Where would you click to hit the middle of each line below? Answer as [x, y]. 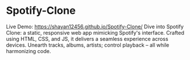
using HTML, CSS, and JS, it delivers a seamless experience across [87, 39]
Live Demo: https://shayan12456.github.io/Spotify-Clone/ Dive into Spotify [95, 27]
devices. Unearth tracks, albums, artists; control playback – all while [88, 45]
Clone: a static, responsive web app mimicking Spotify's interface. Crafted [95, 32]
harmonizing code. [29, 51]
